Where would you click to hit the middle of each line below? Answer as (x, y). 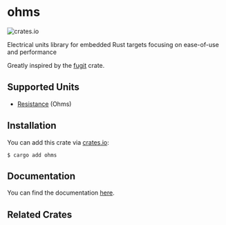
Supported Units (43, 87)
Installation (32, 126)
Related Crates (40, 214)
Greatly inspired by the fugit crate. (56, 65)
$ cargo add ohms (32, 155)
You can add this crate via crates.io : (58, 142)
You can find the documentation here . (61, 193)
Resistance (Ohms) (44, 104)
